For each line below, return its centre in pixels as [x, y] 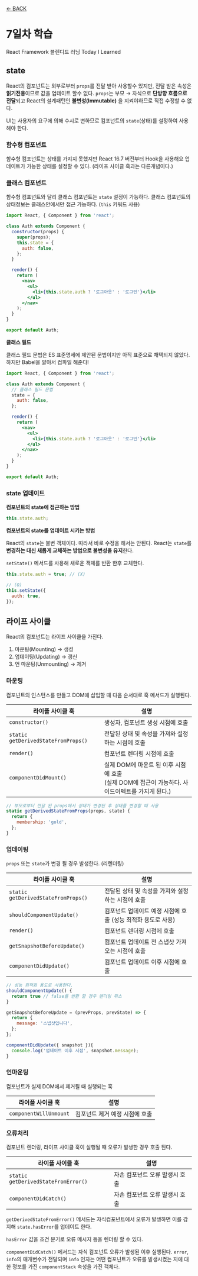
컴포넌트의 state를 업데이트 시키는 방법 [51, 531]
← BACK [16, 9]
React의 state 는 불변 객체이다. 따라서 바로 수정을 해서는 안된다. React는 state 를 [99, 543]
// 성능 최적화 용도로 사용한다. [40, 985]
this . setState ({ [26, 590]
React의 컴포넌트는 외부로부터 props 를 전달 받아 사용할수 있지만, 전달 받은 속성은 [99, 86]
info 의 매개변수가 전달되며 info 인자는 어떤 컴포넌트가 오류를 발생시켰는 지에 [95, 1259]
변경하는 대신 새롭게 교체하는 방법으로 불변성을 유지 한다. [70, 550]
